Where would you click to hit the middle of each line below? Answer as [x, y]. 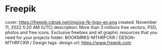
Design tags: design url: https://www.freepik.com [82, 42]
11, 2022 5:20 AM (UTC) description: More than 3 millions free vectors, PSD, [81, 27]
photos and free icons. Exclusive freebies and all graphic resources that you [81, 32]
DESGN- [127, 37]
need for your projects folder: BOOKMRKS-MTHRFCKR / [62, 37]
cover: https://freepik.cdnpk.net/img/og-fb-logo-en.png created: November [81, 22]
